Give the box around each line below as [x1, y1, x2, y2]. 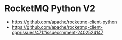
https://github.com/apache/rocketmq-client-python [11, 19, 117, 25]
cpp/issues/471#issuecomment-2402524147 [11, 29, 104, 35]
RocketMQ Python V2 [4, 3, 95, 14]
